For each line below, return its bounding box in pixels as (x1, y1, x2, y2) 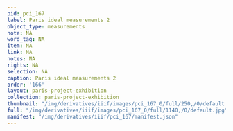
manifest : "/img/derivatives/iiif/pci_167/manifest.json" (7, 113, 178, 120)
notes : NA (7, 55, 36, 62)
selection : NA (7, 68, 49, 75)
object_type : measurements (7, 23, 85, 30)
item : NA (7, 42, 33, 49)
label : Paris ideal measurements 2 (7, 17, 110, 24)
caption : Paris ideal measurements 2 (7, 74, 116, 82)
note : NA (7, 29, 33, 37)
